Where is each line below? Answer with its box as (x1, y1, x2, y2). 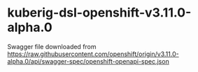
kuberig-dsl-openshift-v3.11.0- (7, 5, 192, 21)
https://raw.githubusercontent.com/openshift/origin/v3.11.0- (7, 50, 180, 58)
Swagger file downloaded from (7, 42, 97, 51)
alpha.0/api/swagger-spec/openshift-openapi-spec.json (7, 57, 169, 65)
